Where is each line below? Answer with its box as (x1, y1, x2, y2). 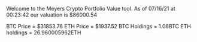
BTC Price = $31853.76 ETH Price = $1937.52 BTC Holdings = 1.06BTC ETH (6, 23, 192, 30)
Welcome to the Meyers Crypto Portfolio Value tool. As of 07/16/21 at (6, 5, 175, 12)
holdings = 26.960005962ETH (6, 29, 82, 36)
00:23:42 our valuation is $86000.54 (6, 11, 98, 18)
